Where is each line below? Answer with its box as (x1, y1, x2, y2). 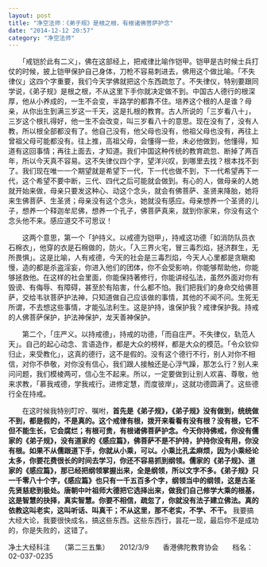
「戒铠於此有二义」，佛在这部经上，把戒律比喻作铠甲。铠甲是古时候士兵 (21, 57, 252, 66)
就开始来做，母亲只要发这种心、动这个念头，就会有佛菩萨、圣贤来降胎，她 (8, 186, 252, 196)
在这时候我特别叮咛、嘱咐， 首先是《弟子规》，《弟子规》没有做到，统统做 (21, 406, 259, 416)
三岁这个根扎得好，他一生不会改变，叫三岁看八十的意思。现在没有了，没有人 (8, 116, 259, 126)
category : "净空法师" (8, 33, 75, 42)
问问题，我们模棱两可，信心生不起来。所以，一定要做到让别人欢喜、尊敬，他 (8, 370, 259, 379)
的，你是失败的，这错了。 (8, 526, 92, 535)
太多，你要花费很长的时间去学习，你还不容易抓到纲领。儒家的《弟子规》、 (8, 456, 249, 466)
